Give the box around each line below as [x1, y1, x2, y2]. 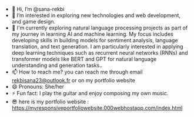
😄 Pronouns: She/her [11, 83, 65, 90]
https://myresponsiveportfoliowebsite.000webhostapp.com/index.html [11, 105, 183, 111]
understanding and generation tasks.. [11, 62, 103, 69]
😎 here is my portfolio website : [11, 98, 89, 105]
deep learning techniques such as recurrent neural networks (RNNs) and [11, 49, 188, 56]
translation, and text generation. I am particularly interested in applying [11, 43, 183, 50]
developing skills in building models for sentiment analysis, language [11, 37, 178, 44]
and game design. [11, 18, 56, 25]
